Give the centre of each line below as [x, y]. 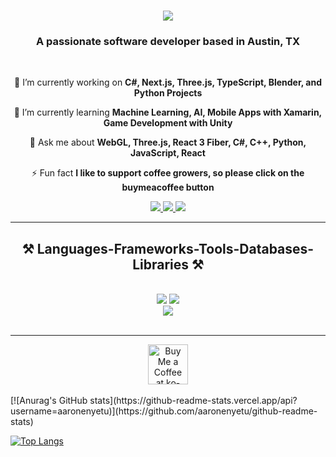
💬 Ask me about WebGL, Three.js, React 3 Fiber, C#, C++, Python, [168, 142]
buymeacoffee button [168, 187]
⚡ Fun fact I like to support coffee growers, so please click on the [168, 173]
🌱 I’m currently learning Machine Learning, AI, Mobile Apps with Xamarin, [168, 112]
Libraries [161, 264]
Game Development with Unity [168, 123]
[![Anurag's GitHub [49, 401]
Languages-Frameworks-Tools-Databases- [175, 248]
